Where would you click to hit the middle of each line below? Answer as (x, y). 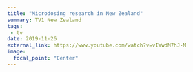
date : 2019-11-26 (32, 39)
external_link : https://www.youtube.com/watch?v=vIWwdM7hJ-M (97, 45)
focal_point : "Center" (46, 58)
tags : (15, 26)
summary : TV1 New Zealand (44, 20)
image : (17, 52)
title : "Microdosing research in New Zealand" (75, 13)
